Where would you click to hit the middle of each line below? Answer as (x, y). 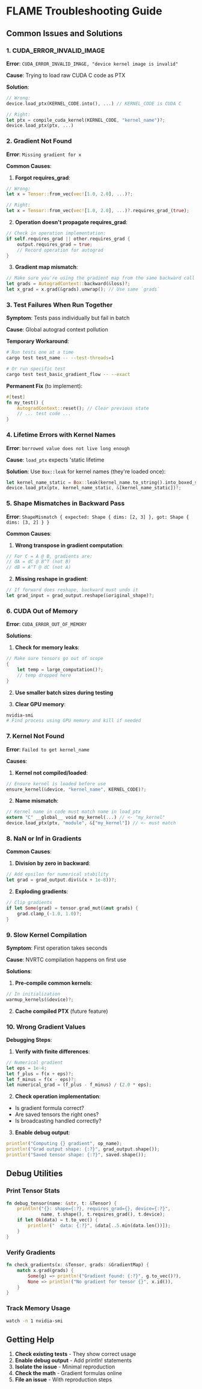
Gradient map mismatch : (46, 267)
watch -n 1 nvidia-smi (35, 1321)
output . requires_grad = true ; (55, 244)
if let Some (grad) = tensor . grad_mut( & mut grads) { (72, 908)
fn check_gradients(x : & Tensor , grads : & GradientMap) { (78, 1265)
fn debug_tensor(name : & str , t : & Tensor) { (62, 1203)
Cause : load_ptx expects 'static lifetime (55, 460)
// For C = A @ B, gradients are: (50, 556)
